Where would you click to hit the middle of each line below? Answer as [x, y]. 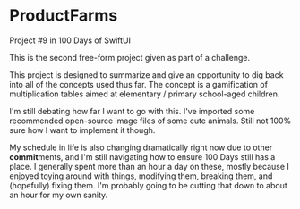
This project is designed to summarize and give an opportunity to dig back [146, 75]
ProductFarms [64, 16]
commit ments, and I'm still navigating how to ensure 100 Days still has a [142, 156]
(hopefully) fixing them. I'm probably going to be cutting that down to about [149, 185]
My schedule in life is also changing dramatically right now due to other [141, 147]
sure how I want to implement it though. [82, 130]
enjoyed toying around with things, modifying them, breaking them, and [141, 176]
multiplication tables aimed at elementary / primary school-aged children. [145, 94]
